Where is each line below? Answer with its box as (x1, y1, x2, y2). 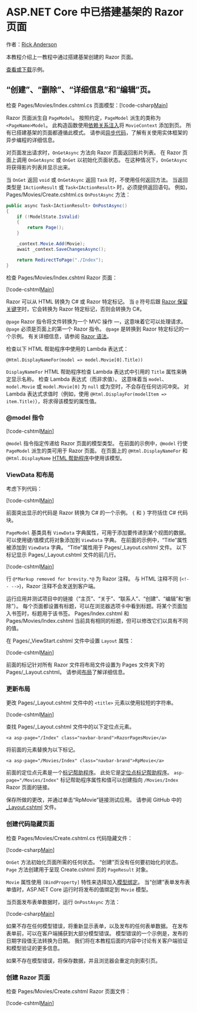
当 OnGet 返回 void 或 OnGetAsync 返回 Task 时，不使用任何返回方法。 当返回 (6, 176, 188, 183)
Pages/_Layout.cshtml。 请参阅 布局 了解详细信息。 (6, 668, 128, 676)
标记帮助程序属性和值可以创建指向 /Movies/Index (60, 776, 179, 784)
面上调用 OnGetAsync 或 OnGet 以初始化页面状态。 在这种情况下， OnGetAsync (6, 156, 188, 163)
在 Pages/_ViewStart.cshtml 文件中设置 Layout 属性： (6, 637, 134, 644)
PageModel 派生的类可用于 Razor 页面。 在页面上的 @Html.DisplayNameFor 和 (6, 447, 188, 454)
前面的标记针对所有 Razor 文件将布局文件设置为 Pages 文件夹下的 (6, 661, 165, 668)
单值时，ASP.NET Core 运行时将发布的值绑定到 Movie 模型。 (6, 886, 152, 893)
